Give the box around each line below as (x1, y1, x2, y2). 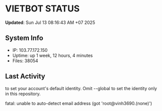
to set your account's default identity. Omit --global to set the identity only (5, 85, 158, 91)
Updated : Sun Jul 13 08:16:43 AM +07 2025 (5, 19, 95, 25)
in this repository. (5, 91, 41, 97)
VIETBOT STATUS (5, 3, 80, 14)
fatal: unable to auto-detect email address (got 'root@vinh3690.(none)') (5, 100, 153, 106)
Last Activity (5, 72, 46, 81)
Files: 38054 (12, 58, 38, 64)
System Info (5, 34, 44, 42)
